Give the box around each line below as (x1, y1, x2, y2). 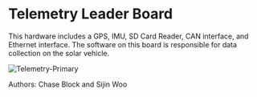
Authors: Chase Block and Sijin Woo (8, 79, 128, 89)
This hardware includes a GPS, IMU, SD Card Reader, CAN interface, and (8, 31, 249, 41)
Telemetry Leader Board (8, 5, 173, 23)
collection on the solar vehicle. (8, 48, 110, 58)
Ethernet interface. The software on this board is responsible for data (8, 39, 238, 49)
